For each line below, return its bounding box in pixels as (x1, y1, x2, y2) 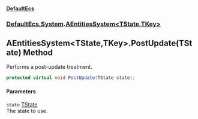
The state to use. (6, 108, 48, 115)
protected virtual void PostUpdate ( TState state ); (6, 75, 136, 81)
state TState (6, 101, 38, 108)
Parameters (6, 87, 36, 95)
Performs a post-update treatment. (6, 63, 93, 71)
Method (23, 47, 53, 57)
